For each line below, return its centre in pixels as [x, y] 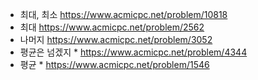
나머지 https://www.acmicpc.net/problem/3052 [116, 39]
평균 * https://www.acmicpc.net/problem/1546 [114, 64]
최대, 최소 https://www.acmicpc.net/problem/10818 [123, 14]
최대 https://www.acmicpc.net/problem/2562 [112, 27]
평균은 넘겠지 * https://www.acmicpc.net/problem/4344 [133, 52]
